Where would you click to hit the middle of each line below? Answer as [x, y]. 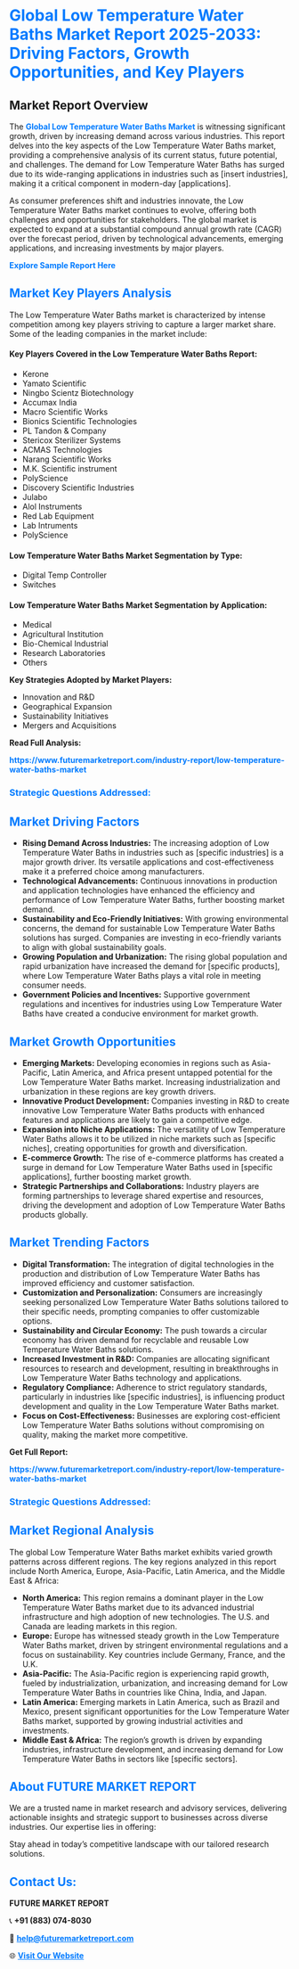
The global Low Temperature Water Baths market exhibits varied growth [141, 1552]
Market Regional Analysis [82, 1531]
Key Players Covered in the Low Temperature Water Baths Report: [133, 354]
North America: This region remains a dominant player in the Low [143, 1597]
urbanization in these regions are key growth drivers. [119, 1091]
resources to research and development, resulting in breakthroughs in [150, 1368]
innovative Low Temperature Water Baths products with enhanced [143, 1110]
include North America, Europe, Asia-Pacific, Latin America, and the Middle [147, 1571]
